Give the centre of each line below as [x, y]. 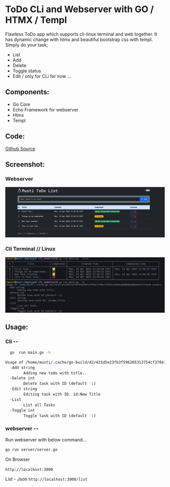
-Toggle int [23, 410]
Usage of [14, 362]
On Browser [18, 459]
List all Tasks [39, 405]
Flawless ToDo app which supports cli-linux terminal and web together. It [81, 34]
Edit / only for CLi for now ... [42, 76]
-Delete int [23, 378]
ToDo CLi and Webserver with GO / [80, 9]
